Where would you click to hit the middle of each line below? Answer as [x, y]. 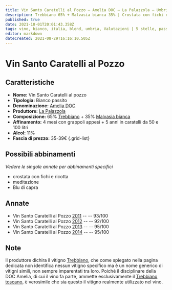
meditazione [26, 182]
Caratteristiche [30, 82]
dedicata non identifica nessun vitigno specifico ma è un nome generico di [84, 265]
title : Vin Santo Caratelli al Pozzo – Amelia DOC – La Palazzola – [80, 10]
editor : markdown [24, 34]
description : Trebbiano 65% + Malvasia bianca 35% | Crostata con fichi [84, 15]
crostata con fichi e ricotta [40, 176]
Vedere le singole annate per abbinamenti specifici [59, 166]
